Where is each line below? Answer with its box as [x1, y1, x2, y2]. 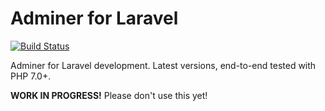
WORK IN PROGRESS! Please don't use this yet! [10, 89, 208, 101]
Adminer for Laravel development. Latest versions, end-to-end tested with [10, 59, 317, 71]
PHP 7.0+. [10, 70, 52, 82]
